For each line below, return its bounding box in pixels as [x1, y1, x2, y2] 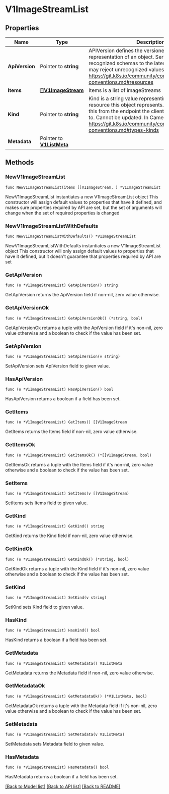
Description [136, 39, 165, 45]
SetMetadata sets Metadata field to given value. [5, 741, 105, 747]
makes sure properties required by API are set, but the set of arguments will [5, 204, 162, 210]
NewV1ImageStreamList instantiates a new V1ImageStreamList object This [5, 193, 158, 200]
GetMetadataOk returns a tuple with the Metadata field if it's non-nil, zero [5, 703, 157, 709]
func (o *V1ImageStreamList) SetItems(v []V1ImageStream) [5, 491, 129, 496]
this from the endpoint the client [89, 108, 164, 115]
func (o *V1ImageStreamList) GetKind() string [5, 524, 105, 529]
